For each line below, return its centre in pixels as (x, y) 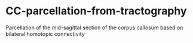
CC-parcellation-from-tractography (96, 11)
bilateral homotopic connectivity (45, 33)
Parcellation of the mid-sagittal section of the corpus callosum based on (94, 27)
